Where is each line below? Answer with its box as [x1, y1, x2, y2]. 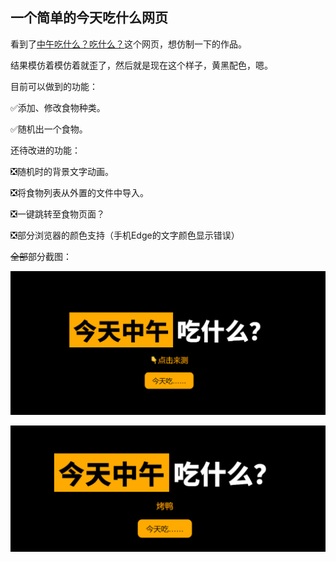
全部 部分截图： [10, 250, 72, 262]
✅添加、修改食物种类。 [10, 101, 106, 113]
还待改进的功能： [10, 144, 81, 156]
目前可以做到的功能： [10, 80, 98, 92]
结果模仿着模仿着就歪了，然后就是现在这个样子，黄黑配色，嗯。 [10, 59, 273, 71]
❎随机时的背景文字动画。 [10, 165, 114, 177]
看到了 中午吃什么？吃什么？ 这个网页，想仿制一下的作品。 [10, 38, 247, 50]
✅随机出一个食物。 [10, 123, 88, 135]
